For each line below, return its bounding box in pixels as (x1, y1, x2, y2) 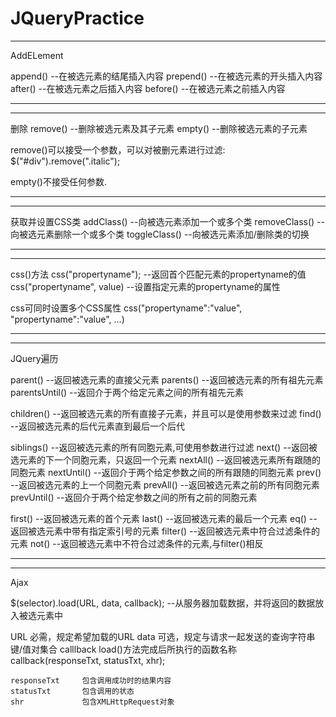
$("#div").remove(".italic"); (10, 155, 121, 167)
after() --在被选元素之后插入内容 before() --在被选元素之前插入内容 (10, 82, 286, 94)
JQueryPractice (10, 7, 145, 30)
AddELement (10, 49, 64, 61)
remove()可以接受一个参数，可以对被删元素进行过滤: (10, 143, 226, 156)
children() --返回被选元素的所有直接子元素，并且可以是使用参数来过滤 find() (10, 407, 322, 419)
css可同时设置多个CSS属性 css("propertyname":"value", (10, 302, 243, 314)
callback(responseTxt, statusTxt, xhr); (10, 654, 166, 666)
